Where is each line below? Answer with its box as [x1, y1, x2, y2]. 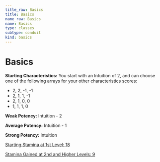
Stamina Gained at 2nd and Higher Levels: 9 [5, 151, 95, 157]
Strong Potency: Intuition [5, 132, 57, 138]
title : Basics [5, 12, 35, 17]
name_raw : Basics [5, 16, 41, 21]
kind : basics [5, 35, 32, 40]
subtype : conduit [5, 30, 41, 35]
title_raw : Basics [5, 7, 43, 12]
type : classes [5, 26, 35, 31]
